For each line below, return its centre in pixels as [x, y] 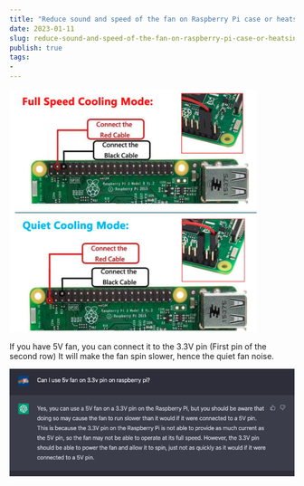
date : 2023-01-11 [42, 29]
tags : [19, 57]
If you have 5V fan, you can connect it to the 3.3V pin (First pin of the [138, 347]
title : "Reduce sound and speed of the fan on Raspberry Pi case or [141, 19]
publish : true [36, 48]
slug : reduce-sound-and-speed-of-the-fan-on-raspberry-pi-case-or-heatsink [155, 38]
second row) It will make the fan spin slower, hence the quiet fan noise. [142, 356]
